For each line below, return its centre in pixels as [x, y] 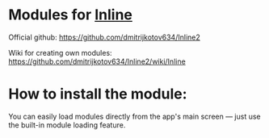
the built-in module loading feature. [67, 125]
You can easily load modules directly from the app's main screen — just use [134, 116]
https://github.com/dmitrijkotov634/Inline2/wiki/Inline [97, 61]
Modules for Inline [71, 15]
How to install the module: [98, 94]
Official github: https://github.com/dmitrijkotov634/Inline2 [104, 37]
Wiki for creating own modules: [60, 52]
